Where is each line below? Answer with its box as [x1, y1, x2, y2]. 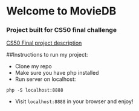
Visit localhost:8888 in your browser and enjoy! [15, 98, 134, 105]
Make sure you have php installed [15, 69, 99, 77]
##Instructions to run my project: [6, 51, 88, 59]
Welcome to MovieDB [6, 4, 117, 18]
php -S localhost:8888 [6, 87, 63, 94]
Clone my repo [15, 63, 53, 70]
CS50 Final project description [6, 39, 82, 46]
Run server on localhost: [15, 75, 76, 83]
